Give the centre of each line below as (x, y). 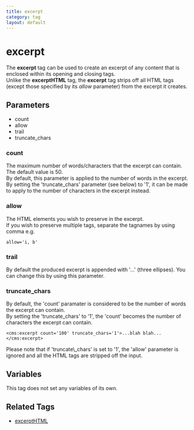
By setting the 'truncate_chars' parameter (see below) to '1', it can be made (97, 184)
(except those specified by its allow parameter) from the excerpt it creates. (97, 86)
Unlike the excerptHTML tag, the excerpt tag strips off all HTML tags (90, 80)
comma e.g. (21, 231)
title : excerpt (25, 11)
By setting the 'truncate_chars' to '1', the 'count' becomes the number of (93, 316)
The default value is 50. (35, 172)
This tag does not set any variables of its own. (62, 388)
